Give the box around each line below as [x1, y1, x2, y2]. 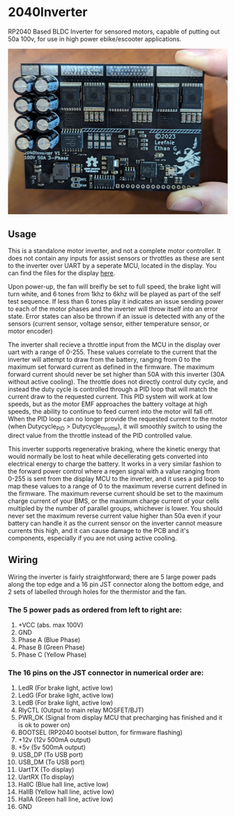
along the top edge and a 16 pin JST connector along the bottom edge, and [8, 580, 224, 588]
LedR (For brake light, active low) [17, 684, 114, 692]
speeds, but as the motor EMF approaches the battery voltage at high [8, 400, 208, 409]
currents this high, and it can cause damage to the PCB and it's [8, 527, 190, 535]
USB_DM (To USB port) [17, 758, 85, 766]
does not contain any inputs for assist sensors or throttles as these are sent [8, 254, 225, 263]
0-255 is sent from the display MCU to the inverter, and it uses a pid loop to [8, 474, 225, 483]
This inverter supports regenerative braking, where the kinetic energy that [8, 445, 220, 453]
